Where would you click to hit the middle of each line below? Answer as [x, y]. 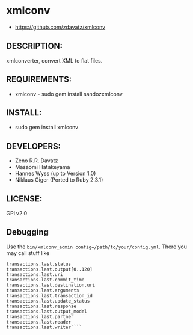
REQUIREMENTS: [39, 80]
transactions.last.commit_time [45, 280]
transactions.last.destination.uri [51, 285]
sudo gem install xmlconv [47, 128]
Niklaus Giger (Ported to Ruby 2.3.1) [59, 180]
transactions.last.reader [38, 322]
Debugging [28, 232]
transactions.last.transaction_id [50, 295]
